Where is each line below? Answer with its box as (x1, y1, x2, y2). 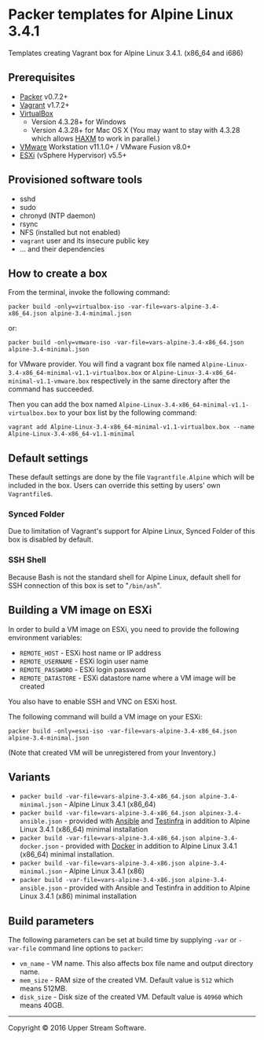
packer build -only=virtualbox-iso (8, 303, 125, 311)
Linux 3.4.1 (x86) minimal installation (19, 891, 137, 901)
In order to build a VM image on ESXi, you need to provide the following (8, 624, 240, 634)
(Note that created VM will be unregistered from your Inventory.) (8, 748, 216, 757)
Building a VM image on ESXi (8, 604, 152, 617)
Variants (8, 770, 51, 784)
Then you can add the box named (8, 399, 118, 410)
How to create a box (8, 266, 108, 280)
